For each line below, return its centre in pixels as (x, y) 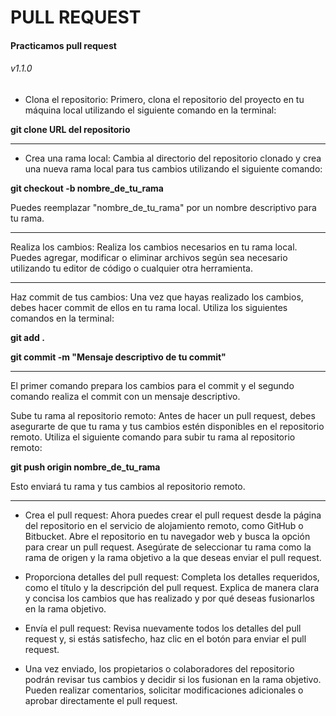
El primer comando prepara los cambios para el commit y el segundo (152, 385)
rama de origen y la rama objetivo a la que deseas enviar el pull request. (173, 557)
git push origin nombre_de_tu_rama (85, 467)
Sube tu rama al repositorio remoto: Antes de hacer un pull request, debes (163, 415)
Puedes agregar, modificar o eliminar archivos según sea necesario (149, 257)
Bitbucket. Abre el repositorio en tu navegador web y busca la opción (167, 536)
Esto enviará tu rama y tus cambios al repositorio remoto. (128, 486)
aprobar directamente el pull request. (101, 700)
